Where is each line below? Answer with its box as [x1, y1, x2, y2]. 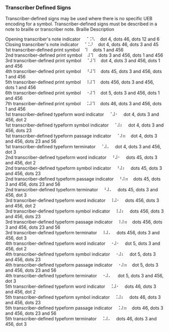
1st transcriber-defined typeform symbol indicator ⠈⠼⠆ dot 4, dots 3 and [5, 122, 164, 128]
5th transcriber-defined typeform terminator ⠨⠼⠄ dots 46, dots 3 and [5, 316, 157, 322]
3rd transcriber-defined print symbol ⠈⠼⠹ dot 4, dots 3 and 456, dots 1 [5, 58, 160, 64]
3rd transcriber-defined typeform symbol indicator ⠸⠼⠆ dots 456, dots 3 [5, 208, 164, 214]
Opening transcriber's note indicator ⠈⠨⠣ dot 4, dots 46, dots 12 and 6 [5, 36, 160, 42]
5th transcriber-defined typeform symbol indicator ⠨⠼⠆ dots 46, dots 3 [5, 294, 161, 300]
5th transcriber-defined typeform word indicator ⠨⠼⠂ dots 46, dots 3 [5, 283, 156, 289]
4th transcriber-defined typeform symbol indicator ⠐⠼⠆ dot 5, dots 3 [5, 251, 156, 257]
